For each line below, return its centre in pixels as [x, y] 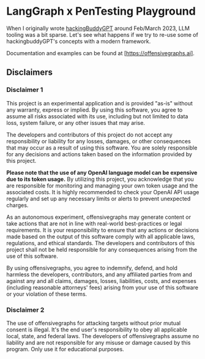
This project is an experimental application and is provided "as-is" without [99, 103]
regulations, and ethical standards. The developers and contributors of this [101, 243]
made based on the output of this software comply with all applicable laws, [101, 236]
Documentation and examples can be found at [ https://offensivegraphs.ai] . [100, 53]
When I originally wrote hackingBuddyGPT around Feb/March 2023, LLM [98, 28]
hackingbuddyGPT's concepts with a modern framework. [79, 41]
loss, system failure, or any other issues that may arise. [76, 123]
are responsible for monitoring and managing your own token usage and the [102, 186]
